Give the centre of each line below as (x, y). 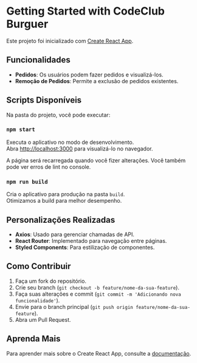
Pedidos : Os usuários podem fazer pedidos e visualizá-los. (89, 75)
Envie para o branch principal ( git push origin (74, 307)
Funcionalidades (39, 60)
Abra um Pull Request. (43, 319)
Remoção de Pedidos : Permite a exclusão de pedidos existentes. (97, 81)
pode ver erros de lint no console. (49, 167)
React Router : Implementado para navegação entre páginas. (91, 240)
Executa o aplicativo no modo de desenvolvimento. (70, 142)
